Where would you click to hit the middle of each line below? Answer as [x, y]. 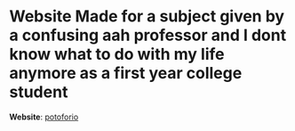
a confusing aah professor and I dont [148, 35]
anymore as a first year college [126, 74]
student [39, 92]
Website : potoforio [44, 117]
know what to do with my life [117, 54]
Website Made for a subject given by [147, 16]
